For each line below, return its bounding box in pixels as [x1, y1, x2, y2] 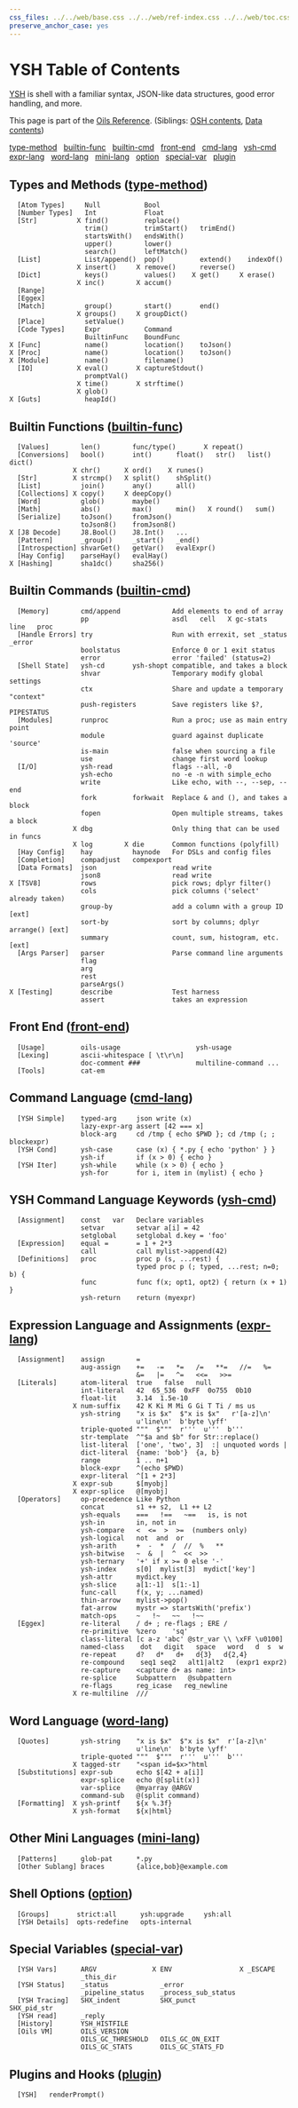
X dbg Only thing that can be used [72, 824, 279, 833]
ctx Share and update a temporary [80, 685, 284, 693]
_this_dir [80, 1973, 117, 1982]
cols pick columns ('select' [80, 886, 260, 895]
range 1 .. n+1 [80, 1456, 169, 1465]
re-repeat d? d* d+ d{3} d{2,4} [80, 1651, 248, 1660]
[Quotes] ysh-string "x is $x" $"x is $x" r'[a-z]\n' [17, 1737, 268, 1746]
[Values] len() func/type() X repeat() [17, 443, 244, 452]
